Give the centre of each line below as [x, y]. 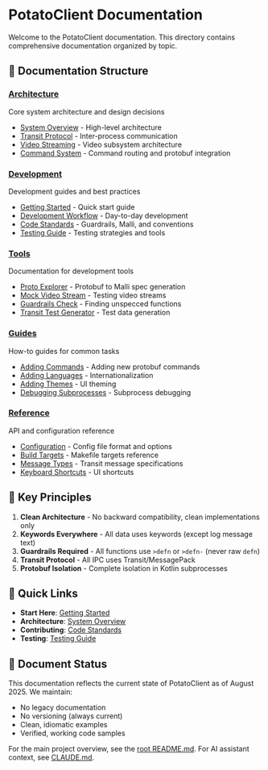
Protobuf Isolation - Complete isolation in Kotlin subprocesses [124, 568]
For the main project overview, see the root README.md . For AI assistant [129, 749]
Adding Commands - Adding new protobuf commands [110, 366]
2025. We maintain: [40, 692]
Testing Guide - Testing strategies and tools [93, 232]
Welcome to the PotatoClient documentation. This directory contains [122, 37]
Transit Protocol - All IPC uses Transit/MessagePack [107, 560]
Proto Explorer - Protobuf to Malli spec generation [103, 287]
